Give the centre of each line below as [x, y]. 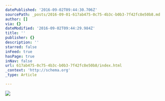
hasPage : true [20, 56]
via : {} [13, 24]
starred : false [21, 47]
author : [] [17, 19]
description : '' [22, 42]
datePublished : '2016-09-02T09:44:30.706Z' [51, 10]
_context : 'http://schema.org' [38, 70]
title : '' [16, 33]
